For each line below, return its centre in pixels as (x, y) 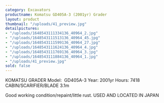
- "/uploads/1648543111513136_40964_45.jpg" (53, 38)
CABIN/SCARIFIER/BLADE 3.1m (37, 85)
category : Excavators (28, 10)
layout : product (22, 19)
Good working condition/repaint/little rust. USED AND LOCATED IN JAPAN (82, 95)
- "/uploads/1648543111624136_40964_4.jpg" (52, 47)
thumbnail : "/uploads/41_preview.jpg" (46, 24)
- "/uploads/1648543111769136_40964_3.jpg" (52, 52)
